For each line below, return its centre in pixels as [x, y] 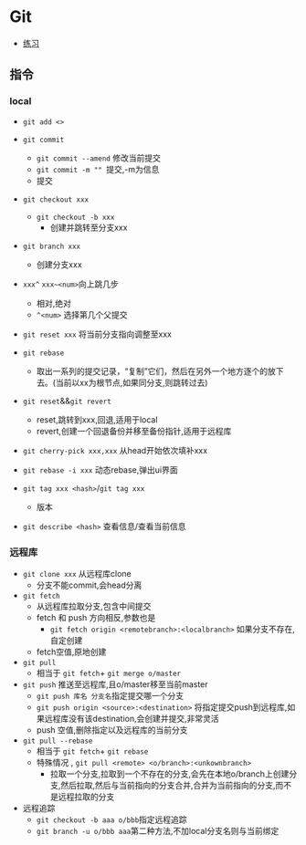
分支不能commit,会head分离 [89, 585]
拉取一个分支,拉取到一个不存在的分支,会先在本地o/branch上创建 [169, 774]
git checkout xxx [56, 199]
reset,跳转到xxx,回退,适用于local [97, 419]
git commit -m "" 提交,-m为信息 [98, 169]
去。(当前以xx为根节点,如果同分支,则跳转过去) [122, 382]
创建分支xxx [59, 264]
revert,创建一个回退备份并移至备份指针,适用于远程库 [134, 431]
